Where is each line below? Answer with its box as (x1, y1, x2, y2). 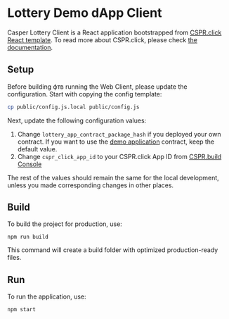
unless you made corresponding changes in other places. (7, 181, 174, 189)
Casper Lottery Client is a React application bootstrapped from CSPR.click (7, 28, 222, 37)
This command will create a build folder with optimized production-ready (7, 246, 218, 254)
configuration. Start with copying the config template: (7, 89, 162, 98)
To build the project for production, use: (7, 220, 123, 228)
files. (7, 254, 22, 262)
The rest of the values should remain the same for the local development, (7, 173, 219, 182)
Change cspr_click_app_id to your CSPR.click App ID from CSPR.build (17, 152, 222, 161)
